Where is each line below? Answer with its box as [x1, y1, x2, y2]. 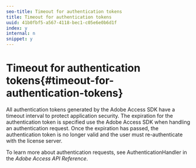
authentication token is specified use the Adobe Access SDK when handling [6, 118, 190, 126]
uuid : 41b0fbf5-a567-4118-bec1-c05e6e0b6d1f [6, 19, 117, 25]
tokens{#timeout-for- [6, 74, 114, 87]
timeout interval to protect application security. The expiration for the [6, 112, 174, 119]
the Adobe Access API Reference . [6, 154, 88, 162]
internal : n [6, 31, 35, 37]
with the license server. [6, 137, 63, 144]
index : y [6, 25, 28, 31]
